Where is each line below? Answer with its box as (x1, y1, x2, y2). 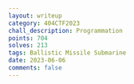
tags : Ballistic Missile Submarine (8, 49, 127, 57)
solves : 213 (8, 42, 48, 50)
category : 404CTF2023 (8, 19, 81, 27)
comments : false (8, 64, 62, 72)
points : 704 (8, 34, 48, 42)
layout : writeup (8, 11, 62, 20)
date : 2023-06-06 (8, 57, 66, 65)
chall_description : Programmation (8, 26, 124, 34)
